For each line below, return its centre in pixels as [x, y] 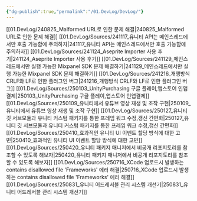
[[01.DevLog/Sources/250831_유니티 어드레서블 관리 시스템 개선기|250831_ [95, 184]
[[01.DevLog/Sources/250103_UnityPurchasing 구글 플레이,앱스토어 [96, 88]
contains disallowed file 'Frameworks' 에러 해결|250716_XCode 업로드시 [92, 170]
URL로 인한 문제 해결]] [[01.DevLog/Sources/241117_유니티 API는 [82, 37]
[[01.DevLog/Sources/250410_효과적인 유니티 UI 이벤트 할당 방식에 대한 [90, 132]
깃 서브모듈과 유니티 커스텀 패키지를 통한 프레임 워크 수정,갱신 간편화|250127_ [95, 118]
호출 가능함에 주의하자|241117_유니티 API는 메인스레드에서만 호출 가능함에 [101, 44]
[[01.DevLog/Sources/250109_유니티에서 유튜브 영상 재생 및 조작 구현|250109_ [98, 103]
